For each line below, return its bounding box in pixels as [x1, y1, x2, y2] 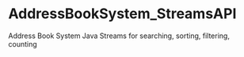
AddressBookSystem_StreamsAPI [8, 5, 237, 23]
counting [8, 39, 37, 48]
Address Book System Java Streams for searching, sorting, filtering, [8, 31, 230, 40]
